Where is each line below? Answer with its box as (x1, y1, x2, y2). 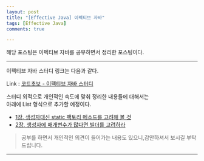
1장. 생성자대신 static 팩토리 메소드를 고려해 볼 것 (15, 114, 132, 121)
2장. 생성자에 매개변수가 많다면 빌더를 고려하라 (15, 121, 126, 128)
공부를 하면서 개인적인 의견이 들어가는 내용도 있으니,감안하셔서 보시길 (21, 134, 185, 142)
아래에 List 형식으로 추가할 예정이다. (6, 101, 92, 108)
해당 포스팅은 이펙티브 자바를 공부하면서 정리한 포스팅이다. (6, 49, 144, 56)
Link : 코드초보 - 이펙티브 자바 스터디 (6, 80, 93, 87)
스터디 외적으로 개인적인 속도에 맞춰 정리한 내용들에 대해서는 (6, 93, 149, 100)
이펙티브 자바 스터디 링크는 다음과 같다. (6, 67, 99, 75)
